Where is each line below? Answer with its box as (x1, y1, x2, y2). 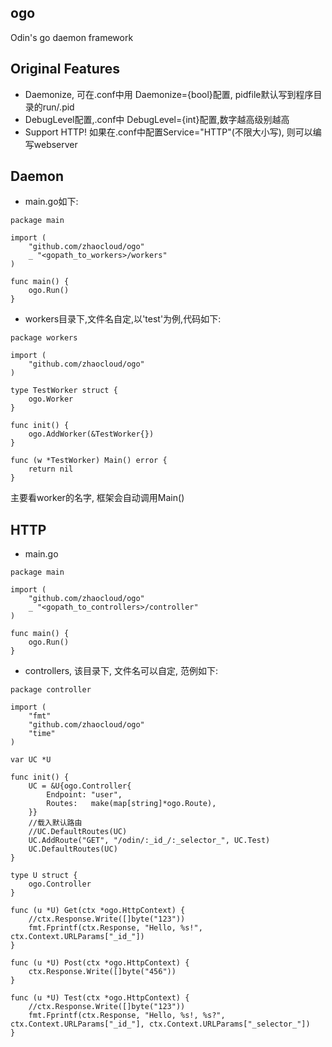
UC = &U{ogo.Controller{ (28, 781, 132, 791)
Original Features (10, 61, 121, 78)
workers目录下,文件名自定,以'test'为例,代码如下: (24, 313, 222, 325)
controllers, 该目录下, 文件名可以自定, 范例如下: (24, 665, 219, 677)
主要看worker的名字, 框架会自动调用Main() (10, 492, 185, 504)
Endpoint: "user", (46, 790, 123, 800)
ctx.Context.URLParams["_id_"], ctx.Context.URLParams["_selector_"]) (10, 1019, 311, 1030)
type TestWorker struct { (10, 386, 118, 396)
